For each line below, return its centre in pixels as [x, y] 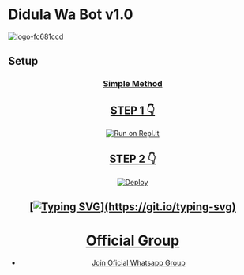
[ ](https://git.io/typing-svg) [133, 207]
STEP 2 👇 [133, 159]
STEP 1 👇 [133, 110]
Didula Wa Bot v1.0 [71, 15]
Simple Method [133, 84]
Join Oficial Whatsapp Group [139, 263]
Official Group [133, 241]
